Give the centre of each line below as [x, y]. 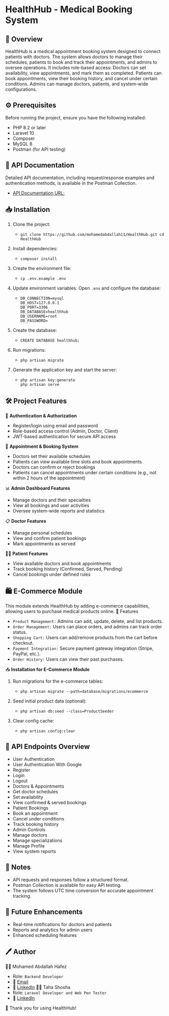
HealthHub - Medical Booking [69, 9]
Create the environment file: [42, 269]
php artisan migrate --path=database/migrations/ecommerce [84, 692]
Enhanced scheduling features [45, 935]
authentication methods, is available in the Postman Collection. [71, 183]
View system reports [34, 851]
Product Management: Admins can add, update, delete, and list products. [88, 621]
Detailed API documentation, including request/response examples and [80, 178]
